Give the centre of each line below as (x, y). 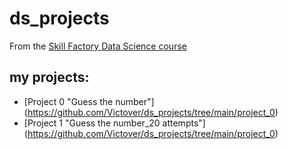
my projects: (49, 77)
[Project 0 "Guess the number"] (89, 101)
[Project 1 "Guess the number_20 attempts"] (114, 123)
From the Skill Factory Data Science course (98, 46)
